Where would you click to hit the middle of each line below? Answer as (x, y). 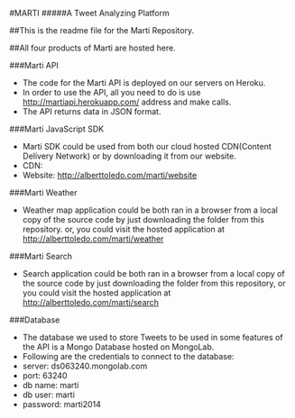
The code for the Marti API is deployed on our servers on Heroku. (144, 83)
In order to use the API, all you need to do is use (111, 92)
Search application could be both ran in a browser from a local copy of (154, 273)
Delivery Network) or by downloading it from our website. (129, 156)
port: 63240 (45, 376)
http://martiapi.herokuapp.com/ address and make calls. (127, 102)
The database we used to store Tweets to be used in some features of (152, 337)
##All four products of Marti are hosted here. (92, 48)
